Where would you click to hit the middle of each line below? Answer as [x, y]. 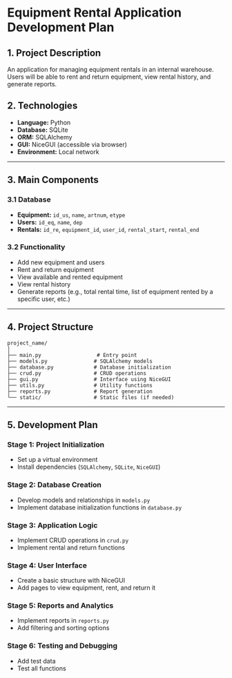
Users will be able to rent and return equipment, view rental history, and [109, 77]
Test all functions [42, 668]
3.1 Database [29, 200]
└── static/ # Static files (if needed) [91, 397]
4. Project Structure [50, 327]
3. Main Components [53, 180]
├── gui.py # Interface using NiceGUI [89, 379]
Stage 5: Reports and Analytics [60, 606]
